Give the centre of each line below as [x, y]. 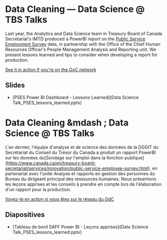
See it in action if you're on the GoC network [51, 69]
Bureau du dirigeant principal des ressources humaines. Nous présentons [81, 179]
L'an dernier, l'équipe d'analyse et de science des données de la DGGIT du [82, 147]
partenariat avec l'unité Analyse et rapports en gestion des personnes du [80, 173]
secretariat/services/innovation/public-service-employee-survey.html [77, 168]
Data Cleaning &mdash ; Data [67, 122]
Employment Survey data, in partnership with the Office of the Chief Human [83, 44]
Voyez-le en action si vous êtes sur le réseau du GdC [60, 199]
